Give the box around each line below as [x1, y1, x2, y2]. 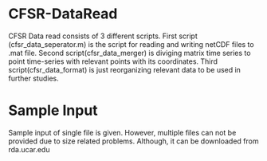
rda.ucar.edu [8, 144, 50, 154]
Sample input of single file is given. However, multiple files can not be [8, 128, 237, 137]
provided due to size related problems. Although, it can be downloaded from [8, 136, 259, 146]
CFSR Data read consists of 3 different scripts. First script [8, 31, 198, 41]
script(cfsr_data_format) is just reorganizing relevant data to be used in [8, 65, 241, 74]
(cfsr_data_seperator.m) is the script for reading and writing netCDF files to [8, 39, 254, 49]
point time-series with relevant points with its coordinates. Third [8, 57, 218, 66]
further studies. [8, 73, 59, 83]
